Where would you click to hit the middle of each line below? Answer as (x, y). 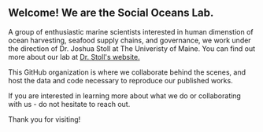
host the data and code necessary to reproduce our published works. (121, 80)
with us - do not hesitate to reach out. (69, 104)
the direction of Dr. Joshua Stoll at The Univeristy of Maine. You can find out (132, 48)
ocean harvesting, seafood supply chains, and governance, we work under (130, 40)
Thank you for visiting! (44, 119)
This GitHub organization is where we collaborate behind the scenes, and (127, 72)
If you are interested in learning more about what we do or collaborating (125, 95)
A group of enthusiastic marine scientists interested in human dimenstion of (131, 31)
